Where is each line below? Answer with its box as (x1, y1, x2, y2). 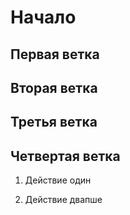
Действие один (24, 174, 92, 186)
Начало (10, 6, 77, 29)
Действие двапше (24, 194, 103, 206)
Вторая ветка (10, 79, 98, 96)
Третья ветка (10, 114, 98, 131)
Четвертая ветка (10, 147, 121, 165)
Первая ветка (10, 46, 100, 63)
